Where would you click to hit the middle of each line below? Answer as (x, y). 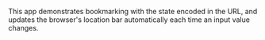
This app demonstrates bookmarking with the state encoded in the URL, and (133, 11)
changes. (23, 28)
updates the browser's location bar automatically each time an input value (129, 20)
